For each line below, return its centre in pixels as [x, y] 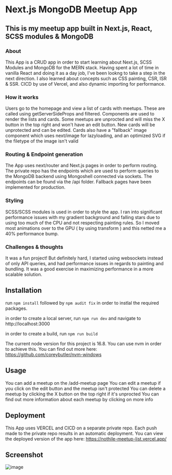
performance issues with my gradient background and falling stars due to [83, 217]
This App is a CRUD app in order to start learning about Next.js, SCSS [79, 62]
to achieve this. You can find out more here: [51, 349]
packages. [16, 308]
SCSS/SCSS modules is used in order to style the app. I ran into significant [84, 212]
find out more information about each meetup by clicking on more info [79, 399]
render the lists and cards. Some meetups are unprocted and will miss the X [85, 120]
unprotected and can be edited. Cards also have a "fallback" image [76, 130]
